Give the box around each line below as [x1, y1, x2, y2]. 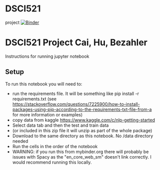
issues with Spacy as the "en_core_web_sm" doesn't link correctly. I [12, 154, 152, 160]
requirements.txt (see [12, 95, 57, 102]
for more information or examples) [12, 111, 83, 117]
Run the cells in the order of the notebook [12, 143, 98, 149]
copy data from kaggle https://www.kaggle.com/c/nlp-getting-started [12, 117, 155, 123]
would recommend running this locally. [12, 159, 92, 165]
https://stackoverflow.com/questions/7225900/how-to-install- [12, 101, 140, 107]
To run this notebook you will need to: [5, 81, 82, 87]
